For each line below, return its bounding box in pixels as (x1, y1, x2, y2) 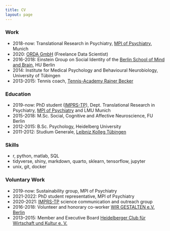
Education (5, 90, 31, 98)
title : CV (5, 7, 26, 13)
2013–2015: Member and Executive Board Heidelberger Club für (12, 214, 146, 220)
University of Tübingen (12, 72, 61, 78)
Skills (5, 142, 19, 149)
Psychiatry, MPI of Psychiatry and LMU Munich (12, 107, 111, 114)
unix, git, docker (12, 164, 47, 170)
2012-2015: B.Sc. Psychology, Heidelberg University (12, 123, 121, 129)
